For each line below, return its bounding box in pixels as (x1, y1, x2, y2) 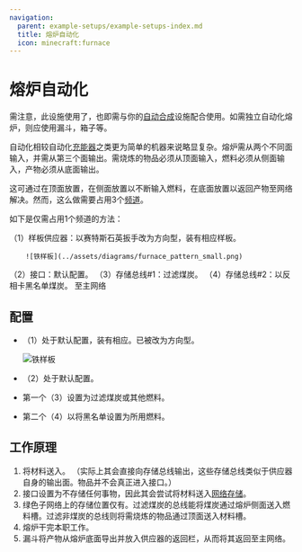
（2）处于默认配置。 (22, 373, 99, 383)
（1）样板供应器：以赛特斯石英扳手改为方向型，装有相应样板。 (9, 233, 241, 244)
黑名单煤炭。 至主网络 (24, 280, 106, 291)
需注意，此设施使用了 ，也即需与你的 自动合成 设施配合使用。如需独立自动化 (9, 111, 285, 122)
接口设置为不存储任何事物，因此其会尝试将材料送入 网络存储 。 (22, 487, 252, 499)
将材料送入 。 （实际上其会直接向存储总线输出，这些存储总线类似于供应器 (22, 465, 293, 476)
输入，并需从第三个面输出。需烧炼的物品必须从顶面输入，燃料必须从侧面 (9, 153, 277, 164)
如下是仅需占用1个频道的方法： (9, 213, 123, 225)
